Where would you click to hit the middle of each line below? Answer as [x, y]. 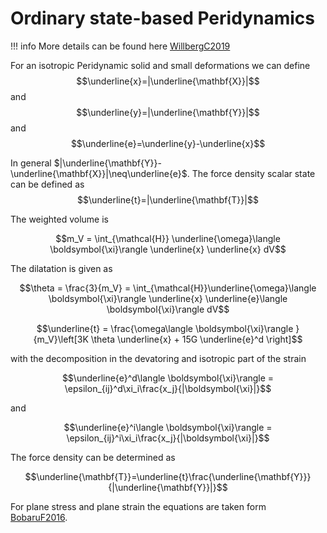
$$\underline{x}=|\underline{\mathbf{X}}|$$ [168, 81]
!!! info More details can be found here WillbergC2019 [120, 46]
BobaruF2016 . [39, 517]
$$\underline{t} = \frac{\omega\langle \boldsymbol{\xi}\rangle [165, 328]
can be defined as [47, 184]
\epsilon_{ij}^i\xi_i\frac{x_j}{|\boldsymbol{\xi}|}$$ [168, 438]
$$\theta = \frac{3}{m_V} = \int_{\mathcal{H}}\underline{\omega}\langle [168, 288]
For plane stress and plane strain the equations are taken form [138, 506]
